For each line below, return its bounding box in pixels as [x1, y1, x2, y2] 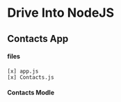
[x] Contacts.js [7, 73, 54, 81]
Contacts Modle [7, 89, 54, 97]
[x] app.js [7, 68, 39, 75]
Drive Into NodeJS [7, 5, 115, 21]
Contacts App [7, 33, 69, 45]
